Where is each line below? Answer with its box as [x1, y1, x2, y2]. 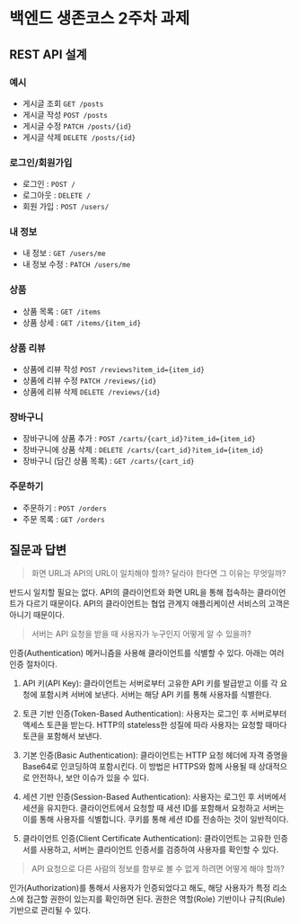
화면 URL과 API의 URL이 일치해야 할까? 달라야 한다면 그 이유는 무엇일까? [31, 568, 286, 579]
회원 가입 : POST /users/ [22, 201, 110, 212]
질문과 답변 [9, 543, 67, 558]
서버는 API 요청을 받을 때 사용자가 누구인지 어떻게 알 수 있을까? [31, 628, 251, 639]
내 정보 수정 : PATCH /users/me [22, 259, 131, 270]
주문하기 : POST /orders [22, 502, 108, 513]
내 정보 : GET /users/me [22, 248, 106, 259]
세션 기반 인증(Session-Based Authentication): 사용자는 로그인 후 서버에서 [22, 792, 286, 803]
